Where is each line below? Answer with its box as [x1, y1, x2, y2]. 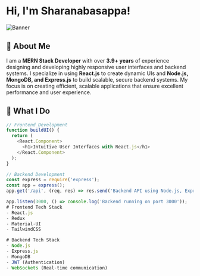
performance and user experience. [6, 88, 92, 96]
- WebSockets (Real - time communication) [6, 265, 108, 271]
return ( [11, 133, 33, 139]
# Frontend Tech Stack [6, 204, 62, 210]
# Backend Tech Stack [6, 237, 60, 243]
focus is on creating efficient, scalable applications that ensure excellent [6, 82, 183, 89]
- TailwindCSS [6, 227, 42, 232]
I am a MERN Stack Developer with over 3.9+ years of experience [6, 57, 170, 64]
